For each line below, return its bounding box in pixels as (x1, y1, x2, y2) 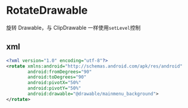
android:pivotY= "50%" (27, 85, 82, 91)
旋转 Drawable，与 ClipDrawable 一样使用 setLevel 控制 (6, 24, 141, 31)
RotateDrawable (6, 4, 88, 17)
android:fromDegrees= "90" (27, 69, 93, 75)
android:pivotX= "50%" (27, 80, 82, 86)
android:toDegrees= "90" (27, 74, 87, 81)
